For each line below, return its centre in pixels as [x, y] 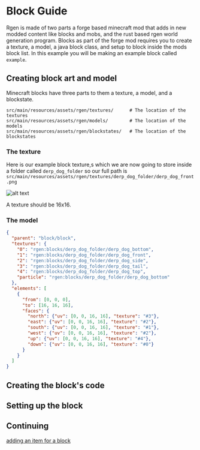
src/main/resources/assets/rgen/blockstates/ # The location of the [96, 131]
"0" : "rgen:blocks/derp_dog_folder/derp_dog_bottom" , [85, 249]
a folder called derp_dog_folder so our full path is [67, 171]
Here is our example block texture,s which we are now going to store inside [99, 165]
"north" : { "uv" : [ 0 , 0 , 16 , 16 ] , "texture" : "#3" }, [94, 316]
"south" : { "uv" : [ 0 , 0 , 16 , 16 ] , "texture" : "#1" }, [94, 328]
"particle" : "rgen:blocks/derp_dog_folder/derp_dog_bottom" [93, 277]
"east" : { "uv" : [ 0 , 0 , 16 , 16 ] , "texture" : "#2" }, [92, 322]
